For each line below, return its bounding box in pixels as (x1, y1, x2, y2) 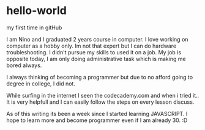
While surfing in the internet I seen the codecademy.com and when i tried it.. (6, 92, 199, 99)
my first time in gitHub (6, 24, 62, 31)
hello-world (6, 4, 67, 18)
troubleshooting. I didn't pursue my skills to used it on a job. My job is (6, 48, 182, 56)
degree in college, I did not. (6, 80, 75, 87)
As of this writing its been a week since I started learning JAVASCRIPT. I (6, 110, 188, 117)
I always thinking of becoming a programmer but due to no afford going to (6, 73, 193, 81)
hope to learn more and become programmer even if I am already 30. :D (6, 117, 188, 124)
